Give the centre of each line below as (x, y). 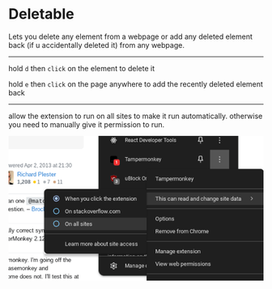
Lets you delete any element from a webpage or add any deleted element (131, 36)
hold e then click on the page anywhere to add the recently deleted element (136, 84)
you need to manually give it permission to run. (87, 124)
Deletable (41, 14)
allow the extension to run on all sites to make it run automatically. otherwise (136, 116)
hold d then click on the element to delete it (82, 68)
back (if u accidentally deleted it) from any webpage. (96, 45)
